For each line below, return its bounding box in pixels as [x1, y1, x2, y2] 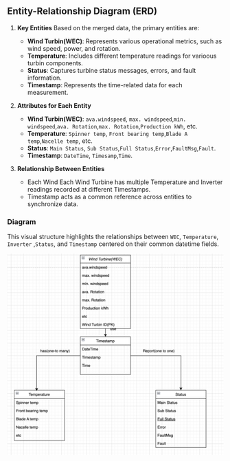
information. [27, 74, 62, 82]
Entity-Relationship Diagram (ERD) [7, 5, 158, 17]
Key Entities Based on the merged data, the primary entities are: [16, 23, 200, 32]
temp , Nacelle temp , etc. [27, 137, 93, 145]
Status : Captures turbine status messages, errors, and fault [27, 66, 196, 74]
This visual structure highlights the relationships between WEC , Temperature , [7, 233, 219, 241]
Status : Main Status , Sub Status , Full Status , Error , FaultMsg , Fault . [27, 144, 216, 152]
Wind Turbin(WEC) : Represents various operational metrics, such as [27, 37, 222, 45]
